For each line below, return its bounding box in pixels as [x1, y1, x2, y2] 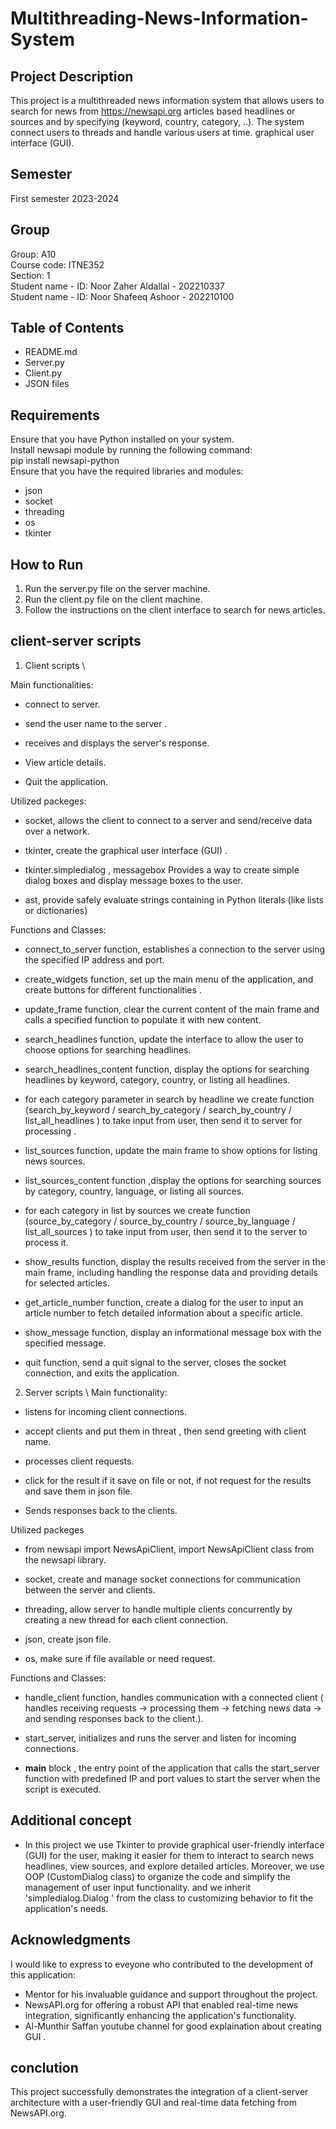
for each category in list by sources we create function [24, 1204, 251, 1216]
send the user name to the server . [24, 717, 168, 729]
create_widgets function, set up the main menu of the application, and [24, 973, 314, 985]
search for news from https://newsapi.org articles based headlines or [10, 105, 296, 117]
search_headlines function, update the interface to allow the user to [24, 1033, 304, 1045]
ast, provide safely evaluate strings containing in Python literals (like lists [24, 893, 324, 906]
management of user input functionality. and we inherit [24, 1881, 252, 1893]
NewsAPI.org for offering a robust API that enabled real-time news [24, 1998, 299, 2011]
